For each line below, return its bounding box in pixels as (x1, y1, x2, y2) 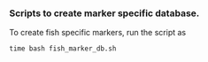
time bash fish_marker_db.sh (9, 44, 117, 53)
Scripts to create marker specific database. (9, 7, 200, 19)
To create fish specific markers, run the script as (9, 27, 187, 38)
